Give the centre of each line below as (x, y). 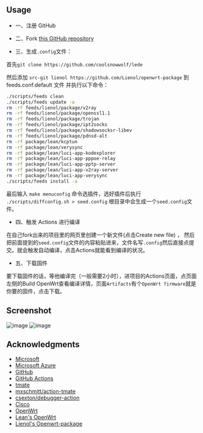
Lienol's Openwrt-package (49, 424)
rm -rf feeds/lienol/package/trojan (53, 119)
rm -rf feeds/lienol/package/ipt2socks (57, 125)
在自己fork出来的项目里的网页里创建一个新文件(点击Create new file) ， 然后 (101, 234)
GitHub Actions (34, 378)
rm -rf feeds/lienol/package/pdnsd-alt (57, 136)
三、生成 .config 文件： (43, 51)
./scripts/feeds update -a (41, 102)
